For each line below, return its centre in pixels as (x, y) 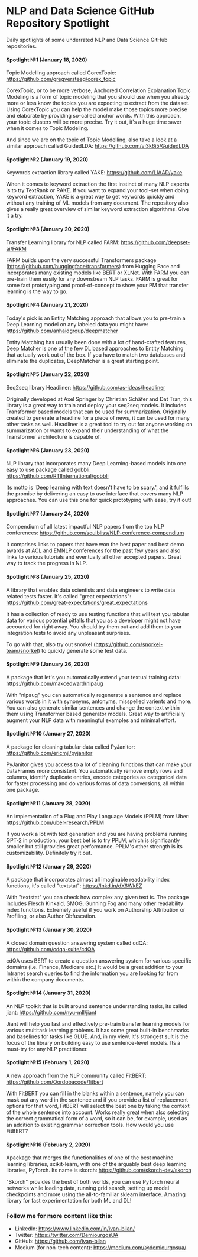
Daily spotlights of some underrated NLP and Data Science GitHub (87, 40)
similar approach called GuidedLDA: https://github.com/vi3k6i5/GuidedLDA (98, 146)
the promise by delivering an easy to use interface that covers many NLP (95, 494)
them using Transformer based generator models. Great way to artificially (95, 714)
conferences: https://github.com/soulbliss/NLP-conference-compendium (95, 533)
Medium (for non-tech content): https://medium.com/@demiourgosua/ (100, 1248)
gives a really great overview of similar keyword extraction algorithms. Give (98, 209)
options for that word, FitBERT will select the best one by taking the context (98, 1106)
